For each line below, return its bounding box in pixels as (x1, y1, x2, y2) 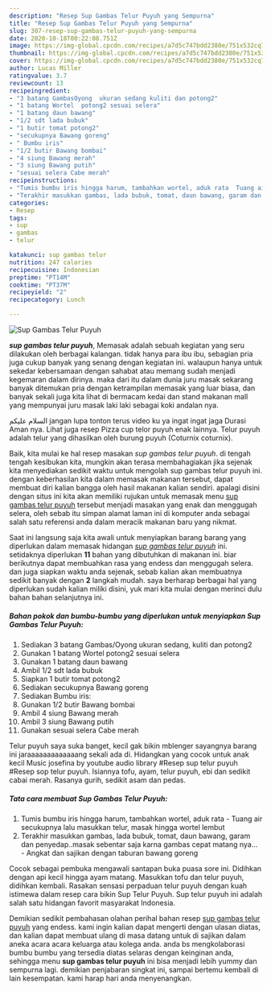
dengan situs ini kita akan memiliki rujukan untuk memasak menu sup (9, 492, 239, 501)
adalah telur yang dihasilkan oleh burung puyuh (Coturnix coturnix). (9, 433, 233, 443)
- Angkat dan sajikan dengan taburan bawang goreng (20, 848, 199, 857)
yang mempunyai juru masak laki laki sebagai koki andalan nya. (9, 400, 220, 410)
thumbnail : (9, 49, 46, 57)
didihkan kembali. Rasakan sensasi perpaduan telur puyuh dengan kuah (9, 881, 248, 890)
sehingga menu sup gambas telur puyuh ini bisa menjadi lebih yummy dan (9, 956, 257, 966)
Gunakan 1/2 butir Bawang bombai (20, 700, 135, 709)
